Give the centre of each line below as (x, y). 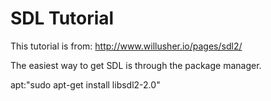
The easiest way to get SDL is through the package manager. (136, 65)
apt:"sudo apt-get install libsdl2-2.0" (85, 84)
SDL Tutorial (62, 18)
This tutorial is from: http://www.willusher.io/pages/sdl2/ (126, 46)
